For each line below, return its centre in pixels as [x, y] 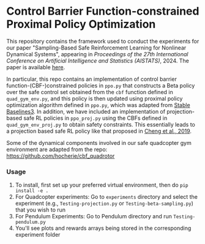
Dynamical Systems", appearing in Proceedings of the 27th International [97, 54]
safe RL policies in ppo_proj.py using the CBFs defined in [95, 118]
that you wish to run [40, 210]
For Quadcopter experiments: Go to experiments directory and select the [106, 197]
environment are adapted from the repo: [57, 149]
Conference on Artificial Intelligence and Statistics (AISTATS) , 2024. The [98, 61]
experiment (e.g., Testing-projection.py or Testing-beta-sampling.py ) [104, 204]
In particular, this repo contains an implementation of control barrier [92, 79]
